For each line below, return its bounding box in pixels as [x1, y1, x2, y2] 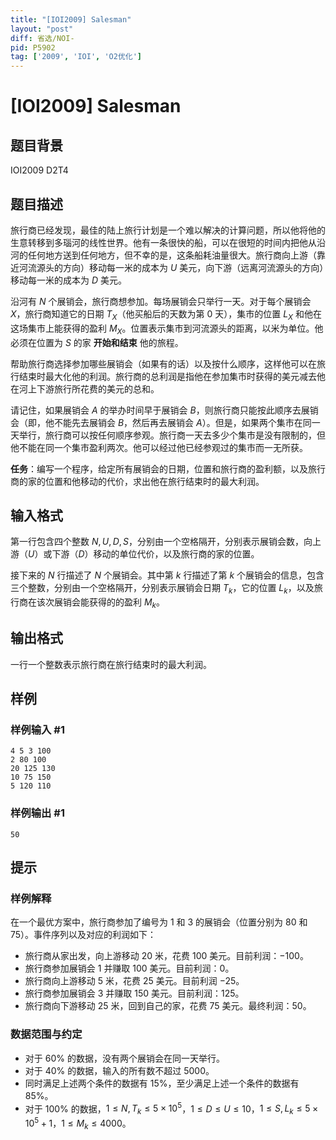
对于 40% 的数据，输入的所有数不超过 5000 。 [24, 1064, 215, 1076]
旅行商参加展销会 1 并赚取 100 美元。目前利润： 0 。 [24, 962, 235, 975]
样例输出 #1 [10, 806, 65, 820]
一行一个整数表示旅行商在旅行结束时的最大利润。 [10, 658, 212, 670]
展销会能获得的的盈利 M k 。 [53, 596, 165, 610]
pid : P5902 [10, 42, 56, 53]
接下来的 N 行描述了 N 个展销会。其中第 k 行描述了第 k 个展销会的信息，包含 [10, 569, 325, 581]
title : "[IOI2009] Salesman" [10, 14, 132, 25]
